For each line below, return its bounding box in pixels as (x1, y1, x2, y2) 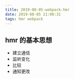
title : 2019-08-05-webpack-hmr (5, 7, 70, 12)
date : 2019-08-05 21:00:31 (5, 12, 61, 17)
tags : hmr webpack (5, 16, 43, 21)
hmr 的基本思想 (5, 36, 52, 44)
